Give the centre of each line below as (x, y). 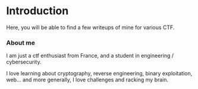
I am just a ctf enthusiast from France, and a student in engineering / (90, 56)
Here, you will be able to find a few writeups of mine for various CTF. (90, 27)
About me (21, 43)
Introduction (37, 11)
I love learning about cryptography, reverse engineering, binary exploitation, (99, 74)
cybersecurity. (24, 62)
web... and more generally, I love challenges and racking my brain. (87, 80)
